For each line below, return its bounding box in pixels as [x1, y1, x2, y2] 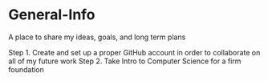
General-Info [8, 6, 95, 24]
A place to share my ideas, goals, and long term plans [8, 32, 186, 42]
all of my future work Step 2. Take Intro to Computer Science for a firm [8, 56, 242, 66]
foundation [8, 64, 44, 74]
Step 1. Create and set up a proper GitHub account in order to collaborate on [8, 47, 261, 57]
